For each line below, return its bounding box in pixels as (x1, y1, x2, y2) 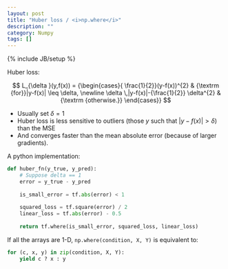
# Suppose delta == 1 (19, 172, 81, 179)
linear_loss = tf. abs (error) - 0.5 (19, 210, 122, 217)
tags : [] (7, 36, 32, 43)
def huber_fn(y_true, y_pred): (7, 166, 97, 172)
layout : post (7, 10, 45, 17)
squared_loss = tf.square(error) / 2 (19, 204, 128, 211)
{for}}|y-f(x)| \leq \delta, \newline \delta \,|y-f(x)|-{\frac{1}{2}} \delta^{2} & (10, 89, 221, 97)
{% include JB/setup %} (7, 54, 76, 63)
